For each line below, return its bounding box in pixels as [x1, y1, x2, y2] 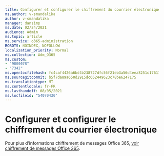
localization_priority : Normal [5, 48, 69, 52]
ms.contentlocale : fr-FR [5, 84, 56, 89]
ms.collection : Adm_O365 [5, 52, 56, 57]
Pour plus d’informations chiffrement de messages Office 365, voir [5, 140, 139, 146]
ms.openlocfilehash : [5, 70, 47, 75]
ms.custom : [5, 57, 27, 62]
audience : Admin [5, 30, 38, 35]
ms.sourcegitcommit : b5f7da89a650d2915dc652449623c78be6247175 [5, 75, 137, 80]
